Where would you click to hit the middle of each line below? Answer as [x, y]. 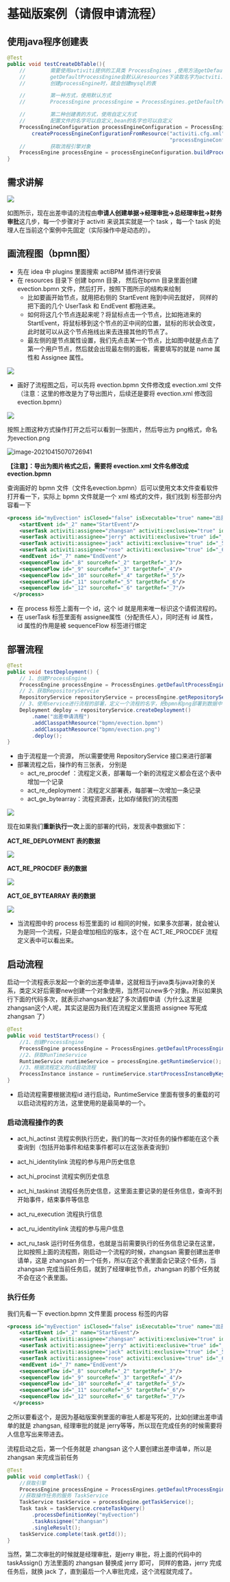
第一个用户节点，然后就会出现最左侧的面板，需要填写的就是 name [120, 349]
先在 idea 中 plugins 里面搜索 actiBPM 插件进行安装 [89, 271]
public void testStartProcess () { [56, 1036]
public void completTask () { [49, 1476]
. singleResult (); [56, 1528]
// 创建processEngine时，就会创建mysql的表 [88, 83]
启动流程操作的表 [35, 1122]
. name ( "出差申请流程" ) [61, 717]
